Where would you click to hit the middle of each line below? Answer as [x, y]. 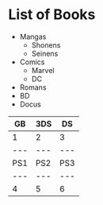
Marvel [43, 70]
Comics [32, 62]
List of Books [52, 15]
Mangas [33, 37]
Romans [33, 87]
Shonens [46, 44]
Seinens [45, 53]
